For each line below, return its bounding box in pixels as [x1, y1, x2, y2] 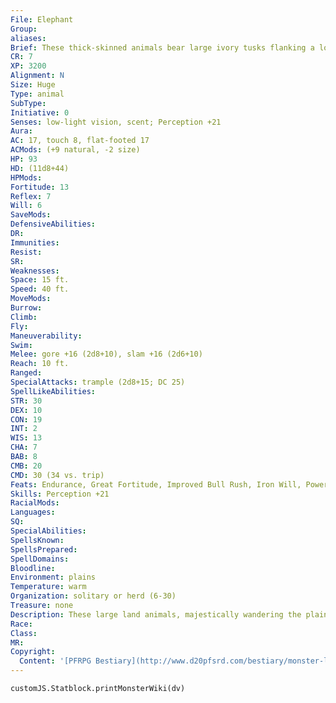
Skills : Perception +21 [10, 489, 110, 499]
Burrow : [10, 303, 43, 313]
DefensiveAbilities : [10, 219, 97, 230]
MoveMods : [10, 294, 52, 304]
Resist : [10, 247, 43, 257]
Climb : [10, 312, 38, 322]
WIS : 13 [10, 433, 43, 443]
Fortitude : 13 [10, 182, 70, 192]
